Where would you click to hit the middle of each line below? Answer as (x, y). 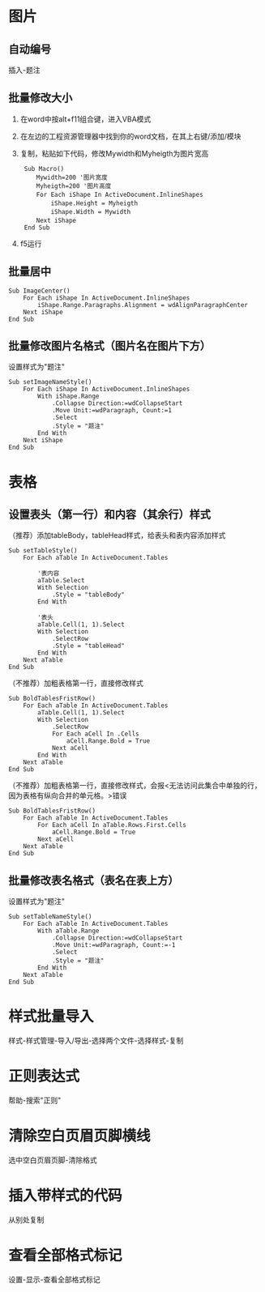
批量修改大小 (41, 98)
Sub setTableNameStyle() (50, 917)
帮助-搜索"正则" (35, 1100)
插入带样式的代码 (66, 1196)
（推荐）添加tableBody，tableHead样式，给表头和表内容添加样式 (117, 535)
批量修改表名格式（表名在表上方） (94, 880)
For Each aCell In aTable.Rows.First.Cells (112, 825)
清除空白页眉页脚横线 (80, 1136)
